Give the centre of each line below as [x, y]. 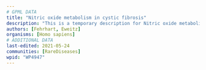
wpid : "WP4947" [26, 57]
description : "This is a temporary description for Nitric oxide [91, 23]
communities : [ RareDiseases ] [44, 52]
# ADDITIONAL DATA [30, 40]
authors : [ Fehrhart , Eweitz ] [44, 29]
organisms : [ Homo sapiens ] [41, 35]
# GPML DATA [21, 12]
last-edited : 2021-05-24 [38, 46]
